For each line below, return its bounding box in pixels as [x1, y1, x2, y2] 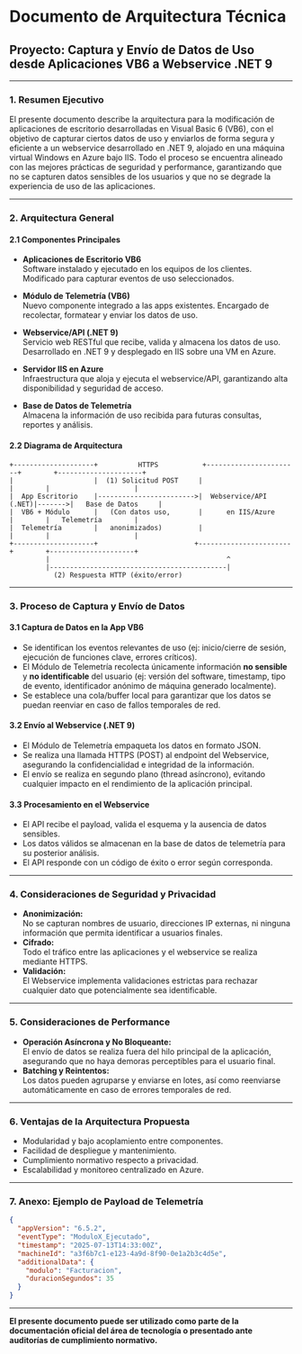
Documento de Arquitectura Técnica [9, 6, 287, 27]
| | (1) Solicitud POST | [9, 475, 203, 485]
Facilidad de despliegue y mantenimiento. [22, 1145, 177, 1156]
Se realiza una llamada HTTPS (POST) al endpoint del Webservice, [22, 749, 270, 760]
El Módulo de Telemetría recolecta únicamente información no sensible [22, 661, 288, 672]
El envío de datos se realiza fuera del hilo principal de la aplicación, [22, 1046, 271, 1057]
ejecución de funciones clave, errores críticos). [22, 651, 198, 663]
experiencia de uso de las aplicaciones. [9, 181, 155, 192]
